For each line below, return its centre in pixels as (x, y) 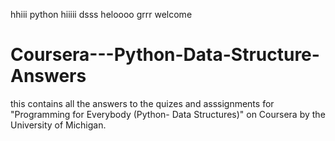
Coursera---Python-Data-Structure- (165, 55)
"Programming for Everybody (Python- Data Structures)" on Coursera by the (168, 114)
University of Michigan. (58, 125)
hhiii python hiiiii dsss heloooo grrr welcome (101, 14)
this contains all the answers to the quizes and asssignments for (142, 103)
